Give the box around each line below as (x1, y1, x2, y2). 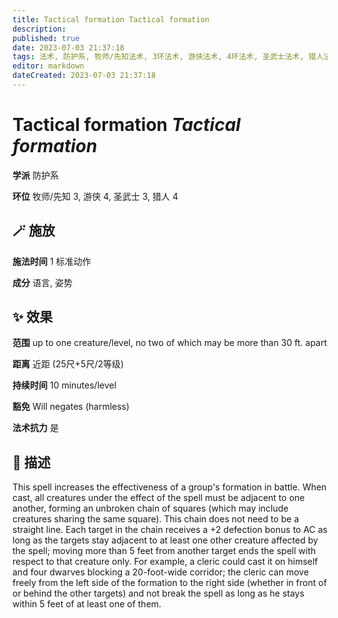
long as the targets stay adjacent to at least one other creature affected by (12, 534, 319, 546)
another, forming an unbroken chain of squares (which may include (12, 502, 289, 515)
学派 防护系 (12, 169, 59, 181)
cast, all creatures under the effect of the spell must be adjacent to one (12, 492, 305, 504)
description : (12, 24, 67, 34)
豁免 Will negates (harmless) (12, 401, 130, 413)
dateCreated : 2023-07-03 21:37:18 (12, 71, 157, 81)
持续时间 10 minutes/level (12, 379, 117, 391)
